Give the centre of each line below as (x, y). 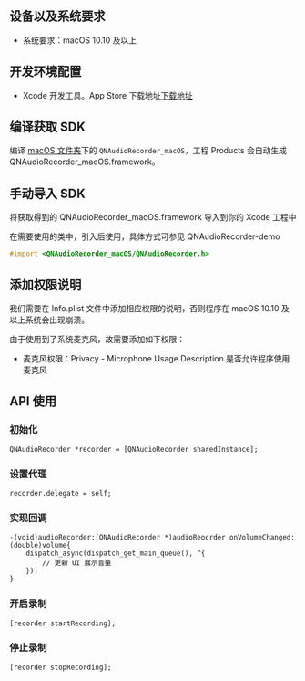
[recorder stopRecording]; (61, 667)
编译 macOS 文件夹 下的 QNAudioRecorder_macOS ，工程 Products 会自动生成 (148, 151)
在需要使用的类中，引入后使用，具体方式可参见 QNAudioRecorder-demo (145, 236)
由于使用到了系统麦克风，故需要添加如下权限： (97, 339)
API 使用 (33, 401)
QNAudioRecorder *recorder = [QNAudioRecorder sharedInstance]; (134, 449)
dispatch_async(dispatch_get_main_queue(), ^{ (116, 554)
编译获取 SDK (47, 127)
